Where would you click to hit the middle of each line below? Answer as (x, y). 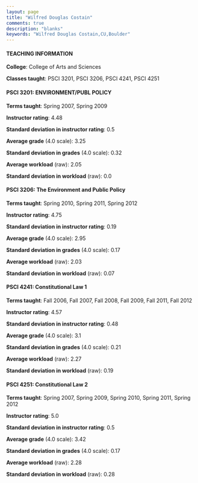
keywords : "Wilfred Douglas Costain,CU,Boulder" (68, 34)
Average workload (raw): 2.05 (44, 164)
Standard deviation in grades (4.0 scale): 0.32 (64, 153)
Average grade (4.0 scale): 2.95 (46, 238)
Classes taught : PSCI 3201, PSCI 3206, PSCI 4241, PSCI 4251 (83, 78)
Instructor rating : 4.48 (35, 118)
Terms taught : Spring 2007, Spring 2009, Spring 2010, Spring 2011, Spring (98, 398)
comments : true (25, 23)
